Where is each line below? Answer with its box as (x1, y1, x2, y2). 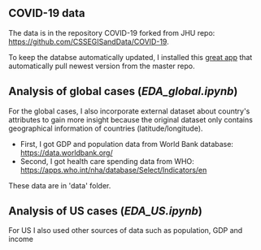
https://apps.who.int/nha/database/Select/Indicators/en (20, 165, 207, 175)
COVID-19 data (8, 6, 85, 20)
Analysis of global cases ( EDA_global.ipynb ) (8, 84, 238, 98)
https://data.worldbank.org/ (20, 148, 113, 157)
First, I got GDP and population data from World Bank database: (20, 139, 234, 149)
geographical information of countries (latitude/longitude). (8, 123, 203, 133)
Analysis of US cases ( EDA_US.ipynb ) (8, 205, 203, 218)
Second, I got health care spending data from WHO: (20, 156, 195, 166)
